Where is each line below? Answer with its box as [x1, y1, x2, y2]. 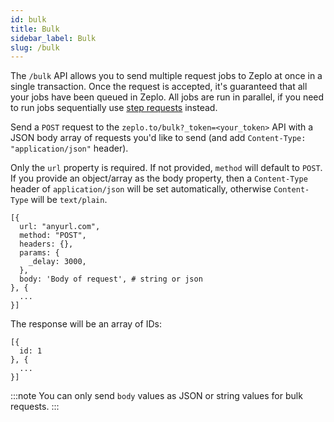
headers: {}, [19, 239, 74, 250]
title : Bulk [10, 24, 60, 34]
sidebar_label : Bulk [10, 33, 97, 43]
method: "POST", [19, 231, 87, 241]
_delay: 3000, [28, 257, 87, 267]
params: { [19, 248, 60, 258]
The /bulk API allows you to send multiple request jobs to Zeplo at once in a [10, 70, 323, 82]
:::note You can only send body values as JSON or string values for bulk [10, 390, 303, 402]
